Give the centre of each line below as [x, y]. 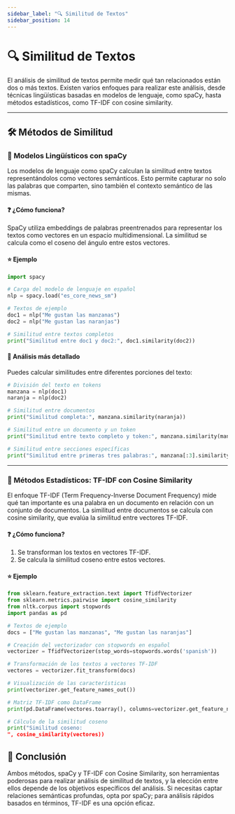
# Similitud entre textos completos [60, 334]
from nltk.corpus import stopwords [59, 607]
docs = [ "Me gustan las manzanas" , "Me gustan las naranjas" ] [100, 632]
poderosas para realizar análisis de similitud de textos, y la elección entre [113, 781]
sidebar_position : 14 [39, 20]
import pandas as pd [37, 613]
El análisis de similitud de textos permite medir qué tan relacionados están [114, 81]
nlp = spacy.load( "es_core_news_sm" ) [62, 296]
